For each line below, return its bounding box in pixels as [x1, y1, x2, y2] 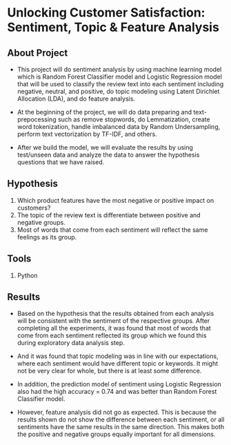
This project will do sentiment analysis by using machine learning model [17, 66, 222, 73]
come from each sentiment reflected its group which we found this [17, 331, 207, 339]
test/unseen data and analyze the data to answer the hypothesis [17, 150, 200, 159]
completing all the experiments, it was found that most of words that [17, 324, 212, 333]
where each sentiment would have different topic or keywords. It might [17, 359, 219, 368]
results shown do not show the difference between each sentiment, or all [17, 415, 225, 424]
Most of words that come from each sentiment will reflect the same [17, 226, 208, 234]
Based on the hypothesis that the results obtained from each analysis [17, 309, 214, 318]
